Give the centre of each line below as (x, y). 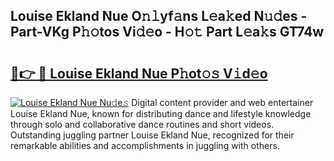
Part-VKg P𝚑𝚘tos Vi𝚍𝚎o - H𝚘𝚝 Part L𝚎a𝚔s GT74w (167, 32)
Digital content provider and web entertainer (222, 102)
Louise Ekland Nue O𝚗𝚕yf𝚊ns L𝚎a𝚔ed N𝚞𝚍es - (159, 16)
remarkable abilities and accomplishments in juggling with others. (145, 145)
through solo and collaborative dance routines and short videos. (142, 124)
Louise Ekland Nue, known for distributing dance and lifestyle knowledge (161, 113)
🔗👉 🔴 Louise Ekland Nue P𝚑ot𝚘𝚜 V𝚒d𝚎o (139, 73)
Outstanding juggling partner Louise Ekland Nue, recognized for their (152, 135)
